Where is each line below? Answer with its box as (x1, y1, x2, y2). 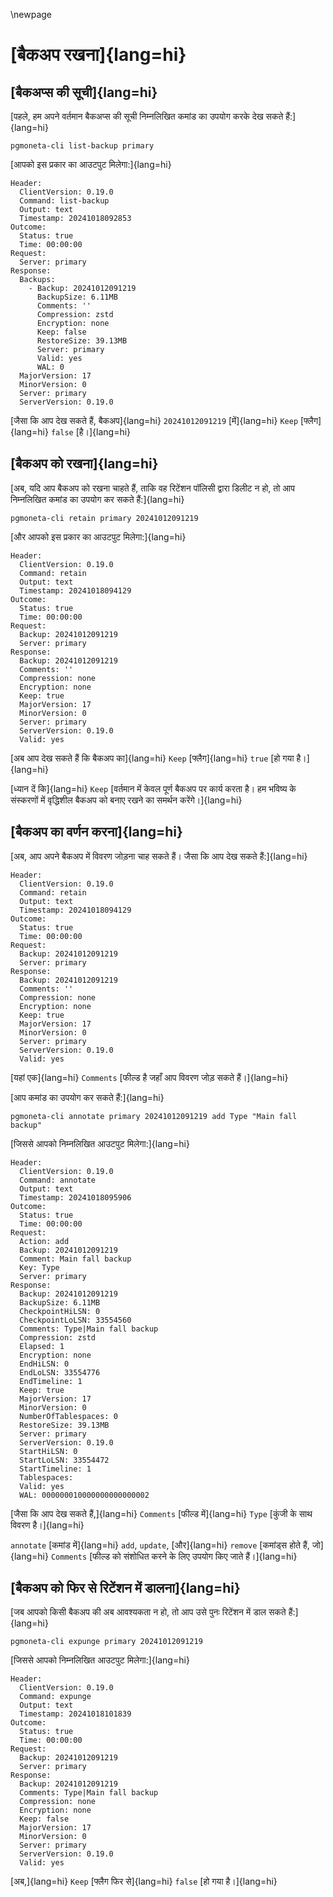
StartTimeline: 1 (19, 1464, 92, 1474)
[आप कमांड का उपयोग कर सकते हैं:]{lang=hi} (10, 1091, 165, 1103)
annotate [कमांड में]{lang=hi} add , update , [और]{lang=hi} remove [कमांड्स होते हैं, (10, 1539, 310, 1551)
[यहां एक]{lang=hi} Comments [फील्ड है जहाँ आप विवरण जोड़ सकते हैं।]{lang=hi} (10, 1071, 289, 1083)
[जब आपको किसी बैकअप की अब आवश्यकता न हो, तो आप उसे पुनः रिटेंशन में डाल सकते (10, 1606, 287, 1618)
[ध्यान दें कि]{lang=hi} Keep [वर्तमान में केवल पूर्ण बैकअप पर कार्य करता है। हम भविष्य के (10, 782, 297, 794)
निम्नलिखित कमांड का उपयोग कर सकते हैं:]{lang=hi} (10, 493, 185, 505)
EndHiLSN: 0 (19, 1359, 70, 1369)
